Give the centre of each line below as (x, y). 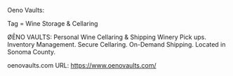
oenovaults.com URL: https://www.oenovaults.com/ (82, 65)
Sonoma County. (32, 52)
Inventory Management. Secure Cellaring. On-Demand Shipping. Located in (116, 44)
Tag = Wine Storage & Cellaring (53, 23)
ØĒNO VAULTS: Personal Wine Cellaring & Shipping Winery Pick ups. (107, 37)
